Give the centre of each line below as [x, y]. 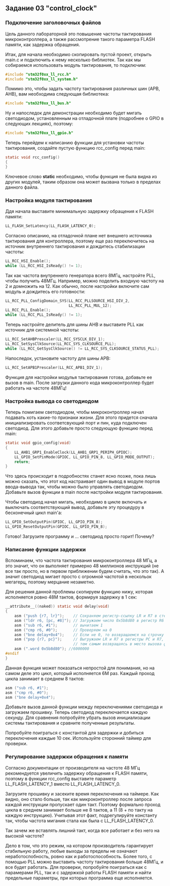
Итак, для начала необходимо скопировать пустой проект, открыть [78, 54]
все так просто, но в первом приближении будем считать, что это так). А [85, 571]
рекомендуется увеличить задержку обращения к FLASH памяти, [77, 773]
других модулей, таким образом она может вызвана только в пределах [83, 182]
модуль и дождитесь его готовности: [45, 291]
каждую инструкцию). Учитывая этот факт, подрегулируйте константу [81, 815]
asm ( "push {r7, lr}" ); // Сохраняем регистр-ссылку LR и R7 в [86, 616]
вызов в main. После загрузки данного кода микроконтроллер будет [80, 383]
